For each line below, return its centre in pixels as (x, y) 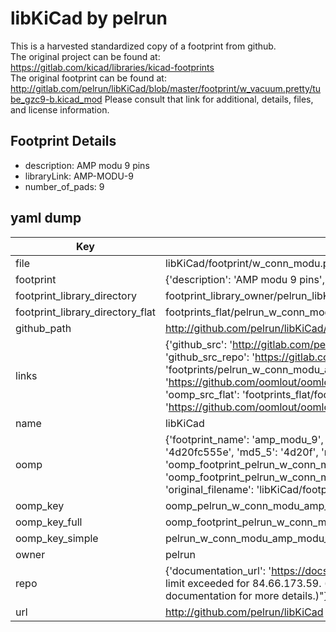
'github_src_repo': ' (210, 357)
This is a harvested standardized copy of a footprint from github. (143, 46)
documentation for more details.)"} (246, 595)
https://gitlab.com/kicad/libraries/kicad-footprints (112, 67)
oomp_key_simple (57, 538)
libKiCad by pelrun (89, 18)
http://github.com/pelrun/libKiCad (244, 612)
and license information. (60, 109)
